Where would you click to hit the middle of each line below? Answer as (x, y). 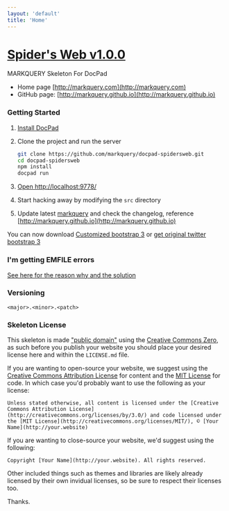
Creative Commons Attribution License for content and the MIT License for (114, 375)
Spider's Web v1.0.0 (67, 55)
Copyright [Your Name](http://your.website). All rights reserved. (107, 461)
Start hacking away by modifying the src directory (89, 200)
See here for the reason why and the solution (72, 275)
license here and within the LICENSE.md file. (68, 355)
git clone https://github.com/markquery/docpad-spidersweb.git (111, 154)
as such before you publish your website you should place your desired (109, 348)
